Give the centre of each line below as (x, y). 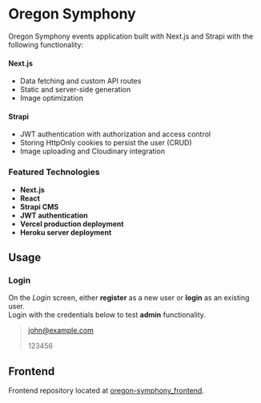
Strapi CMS (39, 206)
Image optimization (52, 98)
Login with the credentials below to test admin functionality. (107, 315)
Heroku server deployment (66, 232)
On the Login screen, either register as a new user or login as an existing (129, 298)
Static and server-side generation (75, 90)
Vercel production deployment (72, 224)
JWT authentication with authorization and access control (115, 134)
